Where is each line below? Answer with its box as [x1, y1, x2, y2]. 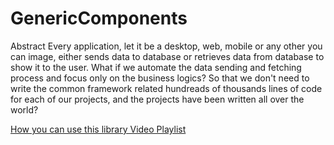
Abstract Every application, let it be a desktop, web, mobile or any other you [10, 40, 323, 52]
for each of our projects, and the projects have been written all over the [10, 93, 305, 105]
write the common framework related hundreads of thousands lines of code [10, 82, 323, 94]
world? [10, 103, 39, 116]
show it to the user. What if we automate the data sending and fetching [10, 61, 302, 73]
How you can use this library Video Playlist [10, 123, 187, 135]
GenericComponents [10, 7, 188, 30]
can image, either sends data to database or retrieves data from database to [10, 50, 325, 62]
